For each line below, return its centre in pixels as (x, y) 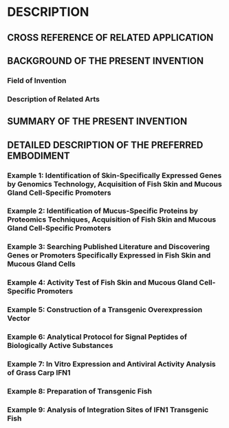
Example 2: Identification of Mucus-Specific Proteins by (102, 211)
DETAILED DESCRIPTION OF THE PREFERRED (105, 145)
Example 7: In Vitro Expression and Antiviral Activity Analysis (112, 364)
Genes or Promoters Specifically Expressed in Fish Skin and (109, 255)
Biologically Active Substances (60, 346)
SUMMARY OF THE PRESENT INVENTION (97, 121)
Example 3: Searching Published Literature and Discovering (109, 247)
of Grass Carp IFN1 (39, 373)
